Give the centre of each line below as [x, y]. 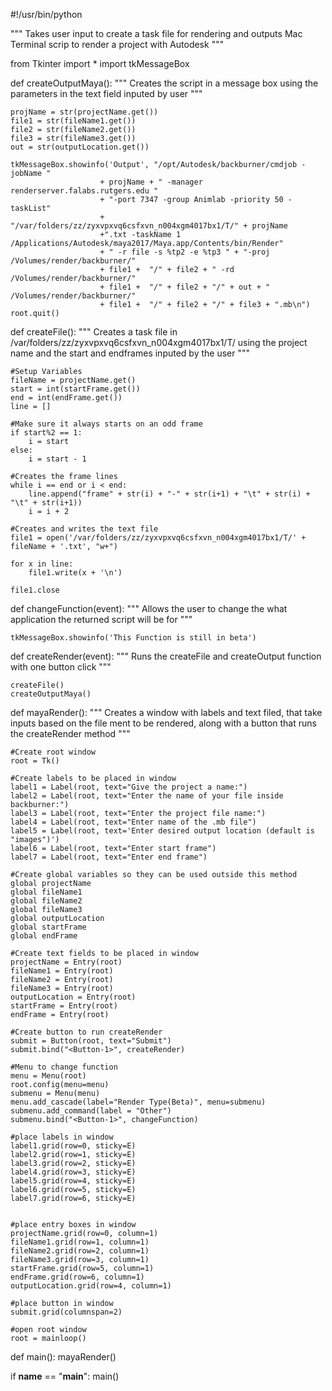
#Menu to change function [64, 1067]
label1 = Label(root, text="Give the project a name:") [129, 787]
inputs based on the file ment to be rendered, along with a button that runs [163, 723]
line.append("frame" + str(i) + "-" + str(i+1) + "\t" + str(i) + [169, 494]
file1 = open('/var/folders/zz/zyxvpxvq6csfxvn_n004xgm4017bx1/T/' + [158, 538]
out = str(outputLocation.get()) [80, 147]
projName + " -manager [155, 182]
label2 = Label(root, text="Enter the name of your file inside [147, 796]
